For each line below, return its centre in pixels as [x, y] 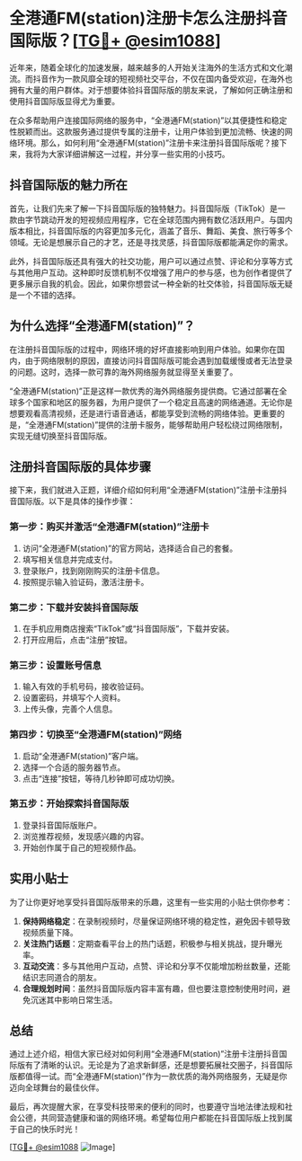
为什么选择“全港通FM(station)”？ [102, 326]
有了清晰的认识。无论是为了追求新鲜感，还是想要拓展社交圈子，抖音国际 [159, 1065]
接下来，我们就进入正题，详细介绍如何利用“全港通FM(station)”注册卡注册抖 [148, 490]
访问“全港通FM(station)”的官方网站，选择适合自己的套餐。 [130, 548]
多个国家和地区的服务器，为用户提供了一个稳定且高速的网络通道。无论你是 [155, 402]
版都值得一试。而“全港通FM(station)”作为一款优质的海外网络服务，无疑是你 [148, 1077]
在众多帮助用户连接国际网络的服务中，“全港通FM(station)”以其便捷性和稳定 [148, 120]
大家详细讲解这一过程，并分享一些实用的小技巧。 [139, 154]
